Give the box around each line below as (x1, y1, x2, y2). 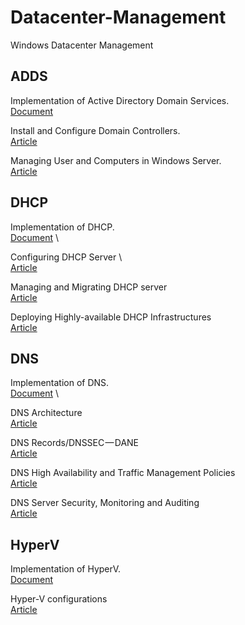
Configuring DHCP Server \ (10, 251, 123, 263)
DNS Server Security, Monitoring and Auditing (10, 497, 200, 509)
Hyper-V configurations (10, 593, 108, 605)
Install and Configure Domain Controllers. (10, 124, 181, 136)
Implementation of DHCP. (10, 221, 115, 233)
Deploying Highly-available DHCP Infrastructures (10, 311, 212, 323)
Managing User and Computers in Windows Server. (10, 154, 222, 166)
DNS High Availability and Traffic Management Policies (10, 467, 236, 479)
